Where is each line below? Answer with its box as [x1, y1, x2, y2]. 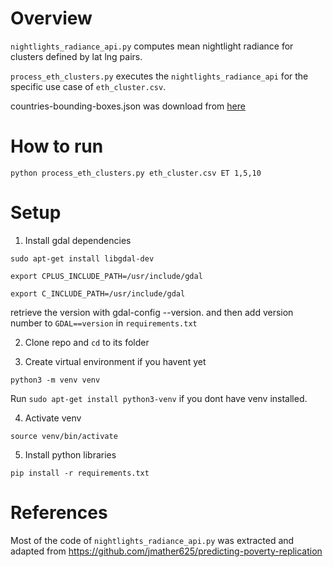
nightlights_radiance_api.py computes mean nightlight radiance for [10, 40, 294, 52]
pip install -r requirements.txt [10, 468, 150, 478]
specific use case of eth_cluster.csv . [10, 80, 167, 92]
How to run [10, 135, 104, 158]
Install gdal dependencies [24, 234, 132, 246]
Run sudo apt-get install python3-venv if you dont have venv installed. [10, 392, 308, 404]
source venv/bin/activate [10, 431, 118, 441]
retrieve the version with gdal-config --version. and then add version [10, 306, 294, 318]
